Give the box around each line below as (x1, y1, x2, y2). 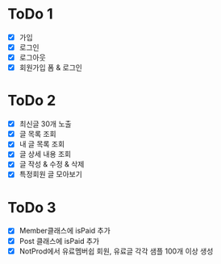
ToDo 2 (7, 92, 56, 109)
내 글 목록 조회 (19, 139, 65, 149)
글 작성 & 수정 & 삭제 (19, 159, 85, 169)
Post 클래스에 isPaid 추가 (19, 236, 100, 245)
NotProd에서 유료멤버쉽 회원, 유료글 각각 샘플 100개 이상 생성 (19, 246, 214, 256)
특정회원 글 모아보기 (19, 170, 82, 179)
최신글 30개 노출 (19, 119, 72, 129)
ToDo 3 (7, 198, 56, 217)
